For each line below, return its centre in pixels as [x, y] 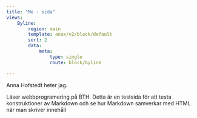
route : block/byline [75, 62]
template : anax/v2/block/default [70, 34]
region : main [45, 29]
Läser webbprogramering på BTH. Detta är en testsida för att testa [89, 97]
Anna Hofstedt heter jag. [37, 85]
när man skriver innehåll [36, 110]
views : [15, 18]
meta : [45, 51]
